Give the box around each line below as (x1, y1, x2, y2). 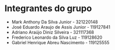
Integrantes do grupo (4, 3, 92, 14)
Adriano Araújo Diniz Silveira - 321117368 (11, 29, 95, 35)
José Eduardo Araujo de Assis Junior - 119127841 (11, 24, 111, 30)
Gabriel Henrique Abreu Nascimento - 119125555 (11, 39, 110, 45)
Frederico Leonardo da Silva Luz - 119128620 (11, 34, 103, 40)
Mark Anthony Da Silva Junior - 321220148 (11, 19, 98, 25)
